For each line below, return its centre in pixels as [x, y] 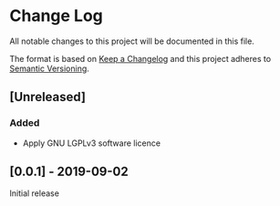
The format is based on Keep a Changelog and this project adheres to [140, 58]
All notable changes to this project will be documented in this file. [132, 41]
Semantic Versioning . [49, 68]
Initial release [34, 193]
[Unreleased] [48, 97]
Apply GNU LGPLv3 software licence [92, 143]
